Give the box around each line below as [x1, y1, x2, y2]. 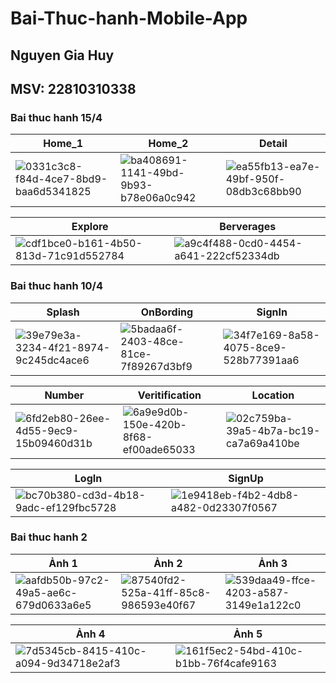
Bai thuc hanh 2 [10, 530, 88, 544]
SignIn [256, 305, 288, 319]
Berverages [219, 220, 277, 234]
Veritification [137, 388, 202, 402]
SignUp [228, 471, 264, 485]
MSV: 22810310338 [10, 80, 137, 97]
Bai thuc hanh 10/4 [10, 279, 103, 293]
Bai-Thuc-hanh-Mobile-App [10, 7, 248, 30]
